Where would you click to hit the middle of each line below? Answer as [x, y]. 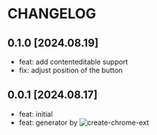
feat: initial [36, 114]
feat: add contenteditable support [73, 62]
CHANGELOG [52, 14]
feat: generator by [48, 122]
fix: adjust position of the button [71, 70]
